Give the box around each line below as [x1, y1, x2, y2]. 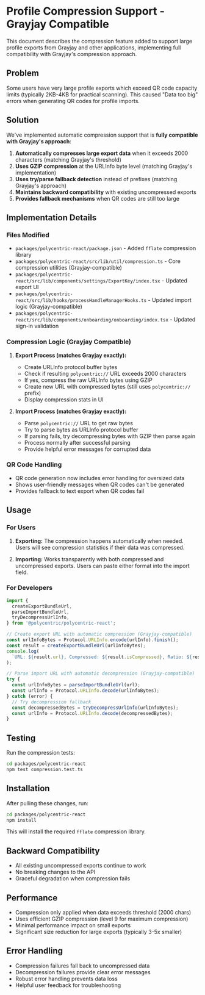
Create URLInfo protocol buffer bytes [24, 363, 118, 370]
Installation [6, 783, 50, 794]
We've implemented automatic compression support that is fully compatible [6, 131, 198, 138]
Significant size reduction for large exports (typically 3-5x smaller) [15, 929, 182, 936]
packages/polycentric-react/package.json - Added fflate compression [15, 245, 196, 252]
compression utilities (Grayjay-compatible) [15, 264, 122, 271]
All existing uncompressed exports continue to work [15, 862, 146, 869]
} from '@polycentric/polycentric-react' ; [6, 620, 116, 627]
